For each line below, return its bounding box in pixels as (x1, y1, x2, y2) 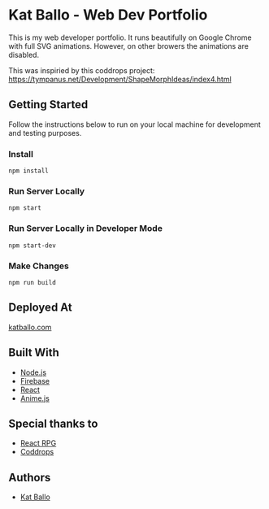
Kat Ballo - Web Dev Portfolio (8, 6, 208, 24)
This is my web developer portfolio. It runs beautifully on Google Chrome (8, 33, 252, 42)
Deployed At (8, 301, 72, 315)
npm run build (8, 278, 57, 286)
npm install (8, 167, 49, 176)
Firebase (20, 376, 50, 385)
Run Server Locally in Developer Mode (8, 223, 163, 234)
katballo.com (8, 322, 52, 332)
